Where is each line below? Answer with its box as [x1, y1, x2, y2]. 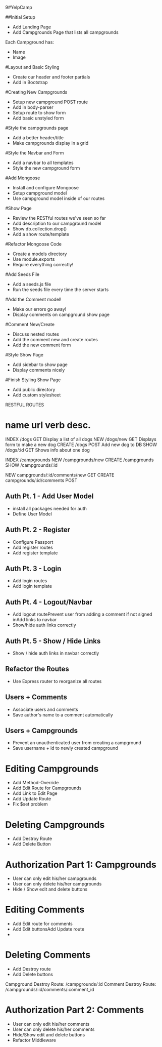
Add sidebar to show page [12, 361, 68, 368]
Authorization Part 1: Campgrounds [5, 859, 156, 870]
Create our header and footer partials [12, 74, 90, 80]
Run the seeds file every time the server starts [12, 287, 109, 293]
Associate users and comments [12, 706, 78, 712]
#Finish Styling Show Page [5, 377, 61, 383]
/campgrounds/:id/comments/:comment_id [5, 987, 94, 993]
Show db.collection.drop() [12, 226, 67, 232]
